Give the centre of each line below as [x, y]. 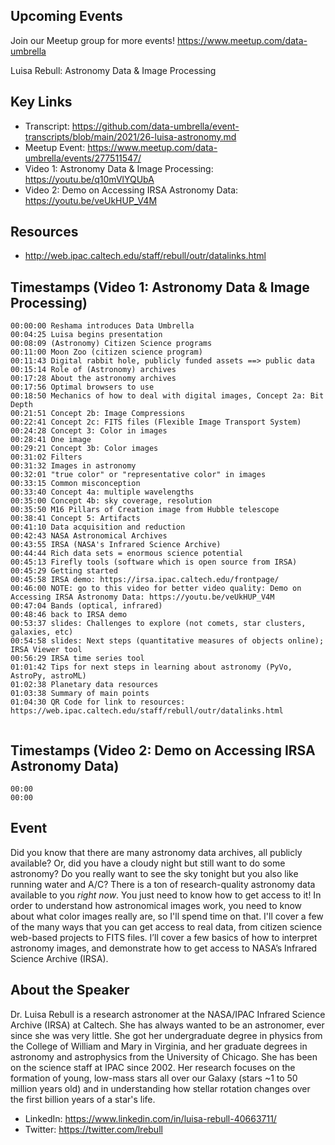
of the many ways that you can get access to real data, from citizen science [166, 926]
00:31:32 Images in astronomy [73, 466]
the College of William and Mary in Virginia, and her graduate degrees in [159, 1046]
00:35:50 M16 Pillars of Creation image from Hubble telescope [145, 510]
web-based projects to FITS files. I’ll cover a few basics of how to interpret [164, 937]
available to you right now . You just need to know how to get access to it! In [166, 895]
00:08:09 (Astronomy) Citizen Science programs [111, 344]
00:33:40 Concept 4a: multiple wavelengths [102, 492]
